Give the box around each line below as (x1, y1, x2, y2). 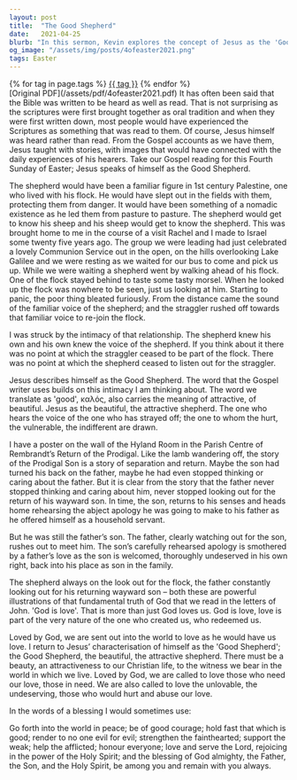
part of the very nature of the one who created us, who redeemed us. (9, 615, 263, 625)
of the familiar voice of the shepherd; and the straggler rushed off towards (9, 303, 280, 313)
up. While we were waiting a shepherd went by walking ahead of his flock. (9, 265, 280, 276)
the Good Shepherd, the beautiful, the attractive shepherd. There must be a (9, 651, 285, 661)
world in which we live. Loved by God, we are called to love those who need (9, 670, 286, 680)
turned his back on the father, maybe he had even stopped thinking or (9, 467, 263, 478)
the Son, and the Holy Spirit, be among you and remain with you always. (9, 760, 271, 771)
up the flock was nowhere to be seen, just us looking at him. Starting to (9, 285, 268, 294)
